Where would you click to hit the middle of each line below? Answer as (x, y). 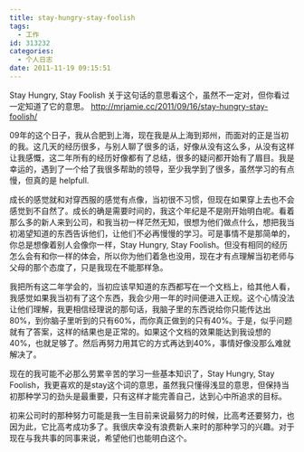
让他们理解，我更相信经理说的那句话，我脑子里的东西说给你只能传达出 (140, 309)
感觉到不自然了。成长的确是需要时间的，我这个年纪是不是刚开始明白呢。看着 (152, 211)
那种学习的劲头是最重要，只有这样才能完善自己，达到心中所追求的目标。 (152, 396)
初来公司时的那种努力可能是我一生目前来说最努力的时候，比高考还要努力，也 (152, 415)
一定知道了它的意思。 (49, 106)
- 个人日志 (35, 60)
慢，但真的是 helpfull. (49, 180)
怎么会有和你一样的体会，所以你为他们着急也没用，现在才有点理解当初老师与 (152, 256)
